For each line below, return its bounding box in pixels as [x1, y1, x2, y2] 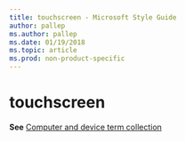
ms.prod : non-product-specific [9, 54, 125, 63]
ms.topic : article [9, 46, 77, 55]
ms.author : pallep [9, 29, 77, 38]
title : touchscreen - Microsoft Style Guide [9, 12, 177, 22]
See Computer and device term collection [9, 121, 163, 132]
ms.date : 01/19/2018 [9, 37, 86, 47]
